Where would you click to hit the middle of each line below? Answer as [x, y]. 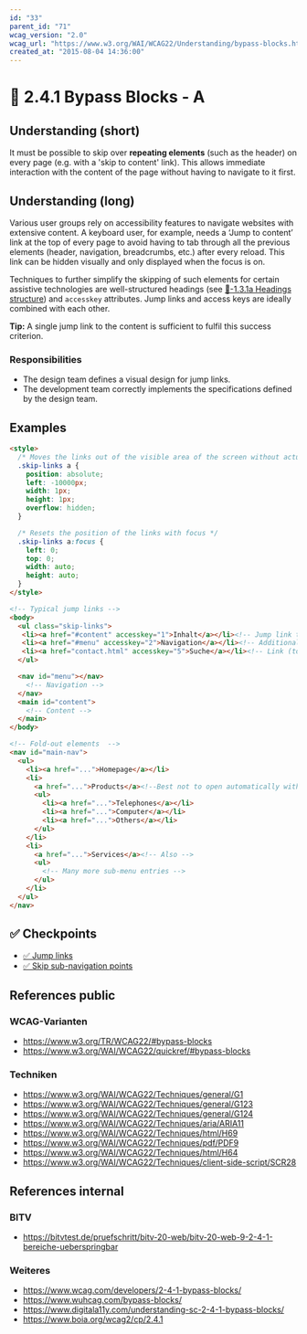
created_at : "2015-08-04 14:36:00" [77, 52]
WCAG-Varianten [49, 1022]
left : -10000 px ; [57, 482]
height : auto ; [53, 576]
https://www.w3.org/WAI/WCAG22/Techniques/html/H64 [130, 1153]
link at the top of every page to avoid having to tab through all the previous [150, 242]
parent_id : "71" [40, 26]
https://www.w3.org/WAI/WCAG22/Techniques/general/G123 [138, 1104]
